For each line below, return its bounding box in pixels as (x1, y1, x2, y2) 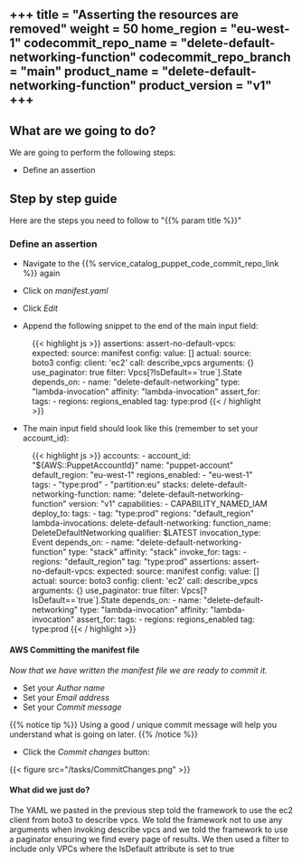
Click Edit (22, 303, 59, 314)
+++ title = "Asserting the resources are (9, 7, 240, 23)
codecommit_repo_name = (24, 35, 178, 51)
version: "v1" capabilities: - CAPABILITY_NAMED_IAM (68, 499, 269, 509)
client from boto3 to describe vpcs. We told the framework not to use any (9, 814, 283, 825)
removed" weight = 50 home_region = (9, 22, 228, 37)
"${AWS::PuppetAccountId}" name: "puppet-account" (32, 460, 234, 470)
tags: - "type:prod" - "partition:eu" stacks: (32, 480, 190, 490)
